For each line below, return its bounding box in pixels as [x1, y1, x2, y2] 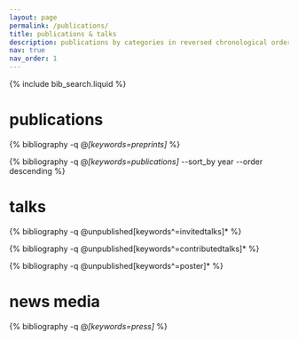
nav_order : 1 [9, 54, 58, 63]
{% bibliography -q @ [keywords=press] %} [9, 320, 169, 331]
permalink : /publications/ [9, 21, 109, 30]
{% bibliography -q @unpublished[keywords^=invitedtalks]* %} [9, 225, 242, 236]
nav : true [9, 46, 46, 55]
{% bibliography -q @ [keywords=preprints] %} [9, 138, 180, 149]
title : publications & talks [9, 29, 117, 38]
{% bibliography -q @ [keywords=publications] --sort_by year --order [9, 156, 263, 167]
